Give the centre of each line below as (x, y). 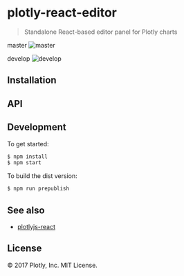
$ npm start (24, 163)
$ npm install (28, 157)
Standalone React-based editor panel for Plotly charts (101, 32)
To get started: (28, 144)
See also (26, 210)
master (17, 45)
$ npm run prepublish (38, 189)
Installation (32, 80)
